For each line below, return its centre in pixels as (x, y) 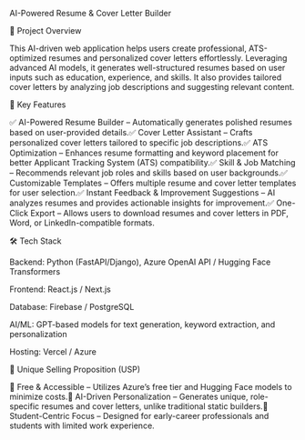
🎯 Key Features (38, 105)
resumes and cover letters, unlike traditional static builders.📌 (155, 406)
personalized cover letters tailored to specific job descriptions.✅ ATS (139, 143)
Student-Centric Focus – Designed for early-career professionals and (139, 416)
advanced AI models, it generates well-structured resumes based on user (147, 68)
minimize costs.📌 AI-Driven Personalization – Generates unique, (129, 396)
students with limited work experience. (82, 425)
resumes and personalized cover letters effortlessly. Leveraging (168, 58)
